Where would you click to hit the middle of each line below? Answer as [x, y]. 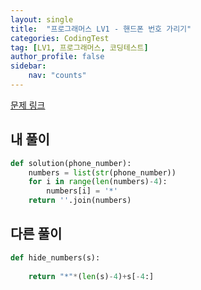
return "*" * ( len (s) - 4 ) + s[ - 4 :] [91, 276]
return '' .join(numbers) [80, 201]
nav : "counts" [57, 76]
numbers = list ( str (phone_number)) [102, 172]
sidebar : [28, 66]
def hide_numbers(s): [55, 257]
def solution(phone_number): [71, 163]
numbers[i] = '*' [82, 191]
